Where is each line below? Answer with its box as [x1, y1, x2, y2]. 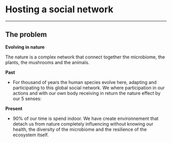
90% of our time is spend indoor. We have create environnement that [12, 115, 159, 121]
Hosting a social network [5, 4, 114, 15]
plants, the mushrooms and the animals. [5, 59, 90, 65]
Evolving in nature [5, 44, 45, 50]
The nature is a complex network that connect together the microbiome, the [5, 54, 165, 60]
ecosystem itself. [12, 132, 49, 138]
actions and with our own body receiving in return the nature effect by [12, 90, 161, 96]
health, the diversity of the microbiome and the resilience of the [12, 126, 147, 132]
